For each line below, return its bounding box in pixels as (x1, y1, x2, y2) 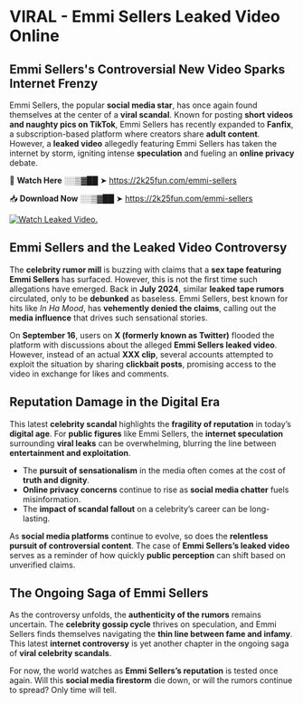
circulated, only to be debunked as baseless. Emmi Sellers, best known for (9, 292, 289, 304)
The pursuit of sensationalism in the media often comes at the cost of (22, 464, 287, 476)
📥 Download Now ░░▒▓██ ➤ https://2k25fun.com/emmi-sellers (9, 193, 253, 204)
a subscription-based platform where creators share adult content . (9, 128, 260, 139)
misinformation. (22, 493, 81, 504)
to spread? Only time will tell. (9, 685, 118, 696)
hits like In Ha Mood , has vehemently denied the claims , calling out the (9, 302, 277, 313)
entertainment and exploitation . (9, 447, 131, 458)
